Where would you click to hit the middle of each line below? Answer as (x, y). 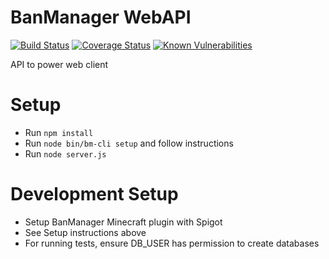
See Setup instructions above (85, 232)
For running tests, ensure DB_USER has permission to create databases (172, 243)
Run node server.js (65, 153)
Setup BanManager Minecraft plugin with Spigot (123, 222)
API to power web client (59, 64)
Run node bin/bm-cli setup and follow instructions (129, 143)
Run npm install (59, 132)
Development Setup (94, 194)
